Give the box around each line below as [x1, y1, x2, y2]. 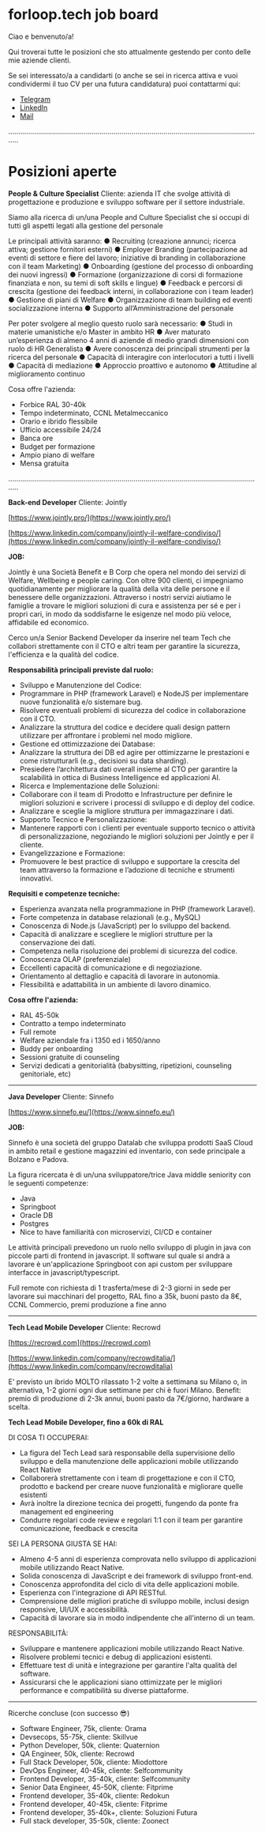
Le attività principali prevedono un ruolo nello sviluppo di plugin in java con [8, 1243, 252, 1252]
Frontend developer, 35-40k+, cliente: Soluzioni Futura [19, 1808, 198, 1817]
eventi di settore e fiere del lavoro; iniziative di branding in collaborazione [8, 253, 246, 262]
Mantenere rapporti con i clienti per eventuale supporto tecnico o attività [19, 823, 256, 832]
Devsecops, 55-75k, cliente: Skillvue [19, 1732, 139, 1741]
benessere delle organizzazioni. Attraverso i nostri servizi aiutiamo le [8, 592, 232, 602]
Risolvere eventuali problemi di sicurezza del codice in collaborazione [19, 705, 246, 715]
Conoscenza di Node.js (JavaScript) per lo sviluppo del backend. [19, 921, 231, 930]
